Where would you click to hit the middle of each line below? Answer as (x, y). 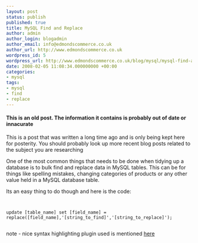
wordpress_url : (25, 61)
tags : (13, 83)
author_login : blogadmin (37, 39)
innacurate (20, 124)
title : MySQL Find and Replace (44, 28)
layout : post (22, 11)
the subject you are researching (45, 149)
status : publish (26, 17)
